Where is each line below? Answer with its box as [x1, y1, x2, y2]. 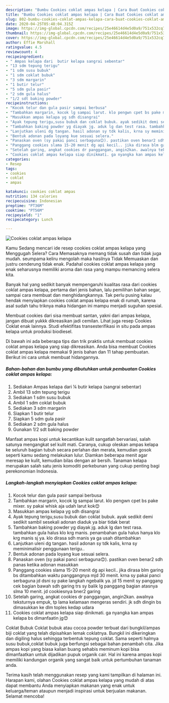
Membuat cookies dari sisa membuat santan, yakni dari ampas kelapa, [6, 312, 151, 319]
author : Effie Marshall [6, 40, 56, 45]
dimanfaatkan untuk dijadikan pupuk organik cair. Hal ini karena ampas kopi [6, 651, 162, 658]
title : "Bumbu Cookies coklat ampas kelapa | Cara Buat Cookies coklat [6, 12, 158, 17]
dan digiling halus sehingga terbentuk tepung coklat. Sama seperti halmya [6, 636, 159, 642]
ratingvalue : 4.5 [6, 45, 42, 50]
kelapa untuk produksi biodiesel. [6, 328, 73, 334]
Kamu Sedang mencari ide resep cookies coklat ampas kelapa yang [6, 245, 146, 251]
